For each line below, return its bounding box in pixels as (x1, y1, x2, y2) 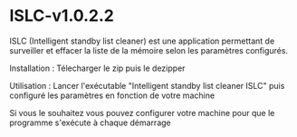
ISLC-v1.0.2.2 (9, 5, 115, 26)
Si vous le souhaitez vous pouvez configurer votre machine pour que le (9, 107, 275, 118)
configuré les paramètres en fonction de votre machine (9, 90, 216, 101)
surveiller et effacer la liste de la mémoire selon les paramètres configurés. (9, 44, 288, 55)
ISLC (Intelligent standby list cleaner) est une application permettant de (9, 35, 275, 46)
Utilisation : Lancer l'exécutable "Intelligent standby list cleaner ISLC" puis (9, 80, 285, 91)
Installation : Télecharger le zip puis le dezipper (9, 63, 186, 73)
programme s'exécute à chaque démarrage (9, 117, 172, 128)
